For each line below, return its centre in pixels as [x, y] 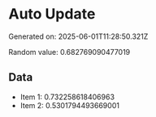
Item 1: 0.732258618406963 [67, 97]
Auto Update [52, 14]
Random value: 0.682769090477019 [69, 52]
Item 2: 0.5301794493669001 [70, 105]
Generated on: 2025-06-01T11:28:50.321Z [78, 36]
